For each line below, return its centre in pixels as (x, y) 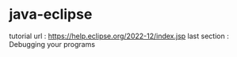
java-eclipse (51, 14)
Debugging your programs (52, 44)
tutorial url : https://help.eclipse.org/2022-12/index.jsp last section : (119, 36)
